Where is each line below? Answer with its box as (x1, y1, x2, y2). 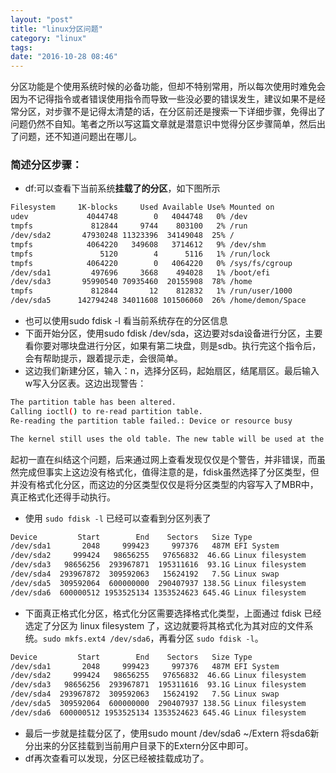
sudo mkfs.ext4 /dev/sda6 (42, 634, 151, 644)
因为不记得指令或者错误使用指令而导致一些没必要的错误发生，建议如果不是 (10, 93, 317, 105)
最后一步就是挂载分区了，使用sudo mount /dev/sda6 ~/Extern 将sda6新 (24, 727, 320, 739)
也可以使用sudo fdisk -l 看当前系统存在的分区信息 (24, 315, 228, 327)
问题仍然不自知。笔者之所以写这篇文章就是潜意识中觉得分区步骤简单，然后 (10, 118, 317, 130)
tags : (10, 42, 33, 53)
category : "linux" (10, 33, 87, 43)
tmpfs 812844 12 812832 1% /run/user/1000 (10, 286, 293, 296)
